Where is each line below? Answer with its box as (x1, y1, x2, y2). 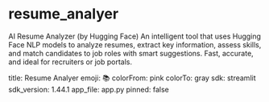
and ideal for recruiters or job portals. (8, 57, 133, 67)
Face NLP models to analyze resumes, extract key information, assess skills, (8, 39, 262, 49)
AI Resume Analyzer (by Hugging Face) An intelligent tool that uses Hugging (8, 31, 262, 41)
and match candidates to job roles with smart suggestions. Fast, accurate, (8, 48, 254, 58)
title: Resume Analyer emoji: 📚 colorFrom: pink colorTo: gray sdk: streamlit (8, 73, 256, 83)
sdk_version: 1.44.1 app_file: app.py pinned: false (8, 84, 169, 94)
